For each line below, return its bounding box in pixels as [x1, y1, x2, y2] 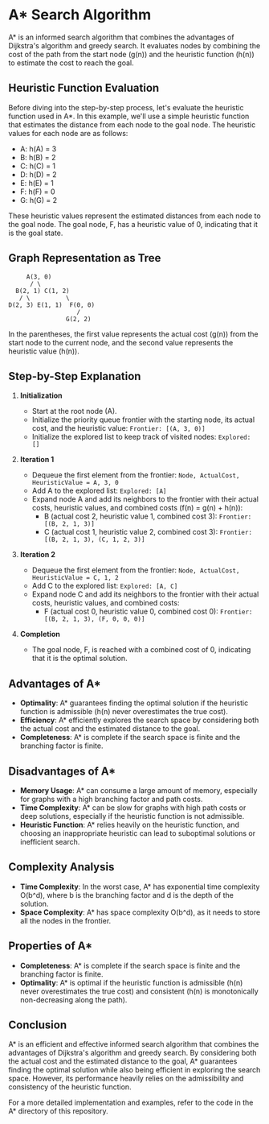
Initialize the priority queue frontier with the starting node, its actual [31, 415, 255, 424]
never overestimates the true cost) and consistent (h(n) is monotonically [19, 986, 259, 996]
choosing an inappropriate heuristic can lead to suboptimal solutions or [19, 829, 255, 838]
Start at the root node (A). [31, 407, 118, 416]
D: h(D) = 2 [19, 169, 58, 179]
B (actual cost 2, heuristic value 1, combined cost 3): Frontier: [43, 511, 252, 521]
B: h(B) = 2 [19, 152, 56, 162]
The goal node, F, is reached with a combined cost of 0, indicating [31, 645, 251, 655]
